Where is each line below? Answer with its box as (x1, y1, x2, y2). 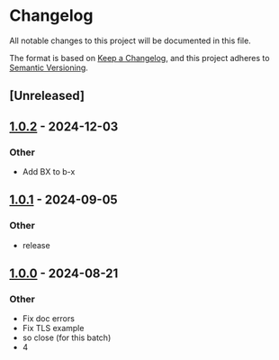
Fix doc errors (22, 313, 75, 324)
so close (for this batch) (22, 332, 112, 343)
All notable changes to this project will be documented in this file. (9, 35, 252, 46)
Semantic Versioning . (9, 62, 88, 73)
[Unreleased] (9, 88, 85, 103)
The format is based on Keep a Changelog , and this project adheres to (9, 52, 270, 63)
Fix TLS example (22, 323, 85, 334)
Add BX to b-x (22, 166, 76, 177)
